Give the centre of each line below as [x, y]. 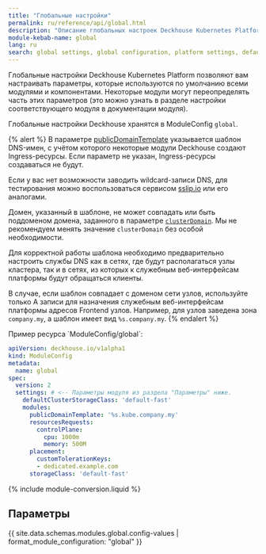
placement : [47, 452]
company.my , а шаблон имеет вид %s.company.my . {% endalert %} [114, 319]
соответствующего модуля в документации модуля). [98, 109]
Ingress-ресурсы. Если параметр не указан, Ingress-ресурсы [112, 156]
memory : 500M [65, 445]
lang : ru [23, 45]
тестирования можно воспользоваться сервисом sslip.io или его [118, 188]
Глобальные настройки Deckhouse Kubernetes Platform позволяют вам [129, 75]
